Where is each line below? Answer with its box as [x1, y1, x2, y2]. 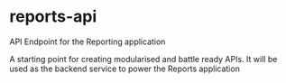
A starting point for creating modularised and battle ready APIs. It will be [9, 53, 278, 64]
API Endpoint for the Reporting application [9, 36, 166, 47]
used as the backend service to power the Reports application [9, 63, 241, 74]
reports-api [9, 6, 97, 27]
